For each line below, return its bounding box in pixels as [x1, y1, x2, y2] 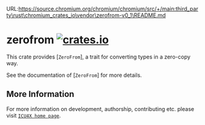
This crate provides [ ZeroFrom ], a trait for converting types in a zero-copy [6, 53, 191, 60]
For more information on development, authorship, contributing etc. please [6, 105, 195, 112]
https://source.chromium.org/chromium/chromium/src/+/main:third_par [18, 5, 199, 12]
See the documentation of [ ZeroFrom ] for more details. [6, 71, 142, 79]
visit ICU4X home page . [6, 112, 61, 119]
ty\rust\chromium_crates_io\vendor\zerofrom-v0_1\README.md [6, 12, 166, 19]
